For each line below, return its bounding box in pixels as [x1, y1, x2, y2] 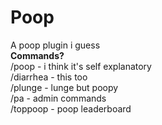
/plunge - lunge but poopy [10, 81, 119, 93]
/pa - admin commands [10, 92, 107, 104]
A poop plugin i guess [10, 39, 101, 51]
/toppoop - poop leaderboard [10, 102, 132, 115]
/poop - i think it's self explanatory [10, 60, 152, 72]
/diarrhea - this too [10, 71, 88, 83]
